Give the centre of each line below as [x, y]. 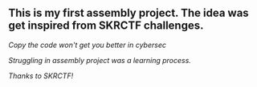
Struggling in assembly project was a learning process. [100, 60]
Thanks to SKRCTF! [41, 76]
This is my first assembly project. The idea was [128, 13]
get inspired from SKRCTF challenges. [106, 26]
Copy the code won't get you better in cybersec [88, 45]
